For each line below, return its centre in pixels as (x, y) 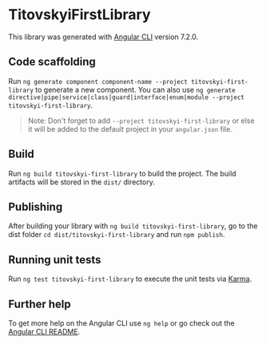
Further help (40, 304)
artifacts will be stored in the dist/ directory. (82, 182)
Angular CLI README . (44, 332)
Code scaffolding (52, 62)
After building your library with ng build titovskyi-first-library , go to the (133, 226)
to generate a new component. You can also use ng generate (135, 89)
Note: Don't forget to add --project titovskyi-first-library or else (141, 121)
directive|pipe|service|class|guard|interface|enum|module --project (127, 97)
